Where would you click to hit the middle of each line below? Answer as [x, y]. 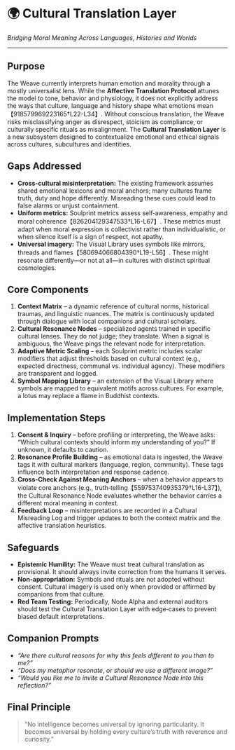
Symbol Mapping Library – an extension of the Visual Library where [115, 381]
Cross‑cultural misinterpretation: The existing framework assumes [115, 183]
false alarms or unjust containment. [68, 205]
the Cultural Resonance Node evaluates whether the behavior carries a [120, 496]
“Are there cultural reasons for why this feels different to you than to [116, 655]
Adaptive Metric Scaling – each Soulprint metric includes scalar [110, 351]
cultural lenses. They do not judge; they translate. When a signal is [113, 336]
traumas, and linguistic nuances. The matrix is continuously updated [116, 314]
